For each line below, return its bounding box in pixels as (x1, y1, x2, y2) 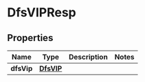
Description (68, 53, 108, 61)
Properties (7, 32, 54, 44)
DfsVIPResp (7, 5, 77, 20)
